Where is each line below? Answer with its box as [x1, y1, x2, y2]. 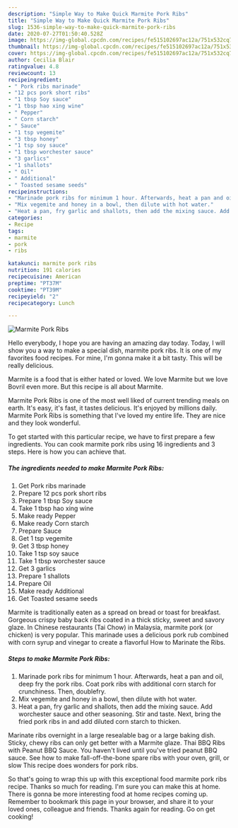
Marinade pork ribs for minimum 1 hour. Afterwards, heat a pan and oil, [18, 672, 225, 681]
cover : [8, 50, 28, 57]
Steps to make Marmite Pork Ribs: [8, 654, 110, 662]
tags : [8, 227, 24, 234]
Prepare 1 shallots [18, 572, 70, 580]
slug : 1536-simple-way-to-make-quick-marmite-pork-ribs [8, 23, 176, 30]
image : [8, 37, 28, 44]
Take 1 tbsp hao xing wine [18, 504, 94, 513]
